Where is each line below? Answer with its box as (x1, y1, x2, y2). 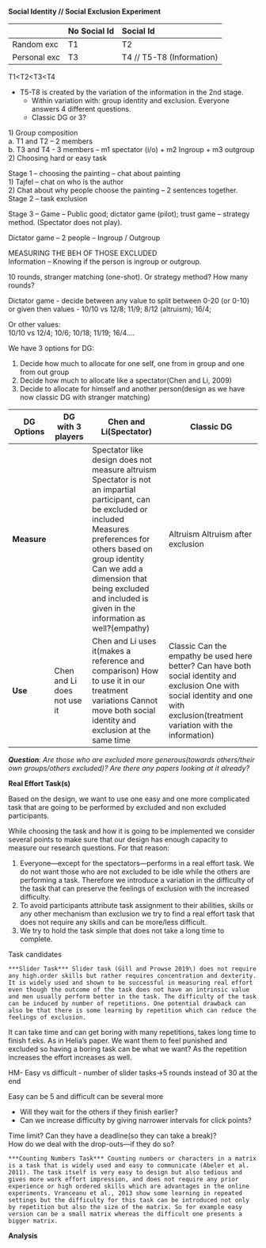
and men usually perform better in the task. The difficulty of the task (8, 993, 257, 1001)
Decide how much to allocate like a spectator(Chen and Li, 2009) (19, 376, 232, 385)
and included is (92, 593, 149, 604)
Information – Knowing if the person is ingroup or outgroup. (8, 257, 202, 266)
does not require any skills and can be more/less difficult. (19, 918, 207, 926)
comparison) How (92, 666, 159, 676)
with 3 (56, 422, 82, 432)
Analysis (8, 1231, 38, 1240)
